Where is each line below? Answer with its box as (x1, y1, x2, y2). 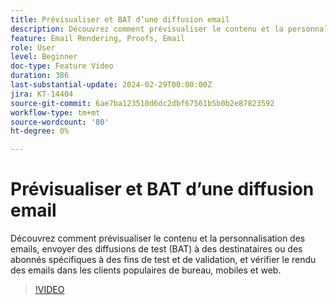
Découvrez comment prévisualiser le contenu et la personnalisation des (10, 232, 306, 245)
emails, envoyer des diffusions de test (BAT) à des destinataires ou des (10, 243, 303, 255)
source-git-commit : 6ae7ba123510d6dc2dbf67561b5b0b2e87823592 (10, 98, 275, 108)
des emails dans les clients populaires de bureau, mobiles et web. (10, 264, 282, 276)
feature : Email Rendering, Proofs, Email (10, 33, 186, 43)
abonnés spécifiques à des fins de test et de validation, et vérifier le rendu (10, 254, 317, 266)
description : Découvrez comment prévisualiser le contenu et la (10, 24, 284, 34)
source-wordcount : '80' (10, 117, 110, 127)
